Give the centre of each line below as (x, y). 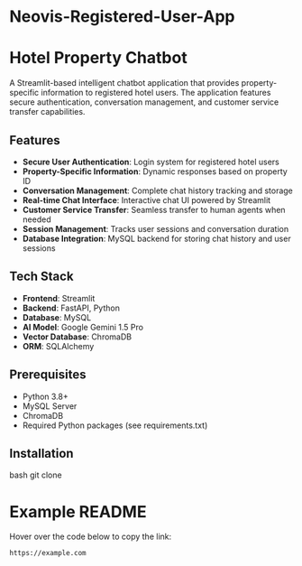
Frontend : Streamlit (59, 298)
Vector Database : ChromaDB (77, 337)
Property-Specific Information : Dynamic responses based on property (155, 171)
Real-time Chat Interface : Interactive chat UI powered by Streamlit (146, 199)
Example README (78, 511)
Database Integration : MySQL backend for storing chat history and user (156, 238)
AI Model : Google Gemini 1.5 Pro (83, 327)
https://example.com (48, 553)
